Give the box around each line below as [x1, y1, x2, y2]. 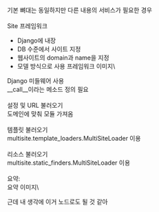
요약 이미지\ [7, 183, 39, 191]
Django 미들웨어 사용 [7, 77, 64, 84]
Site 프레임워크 [7, 22, 48, 30]
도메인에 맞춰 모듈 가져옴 [7, 110, 74, 118]
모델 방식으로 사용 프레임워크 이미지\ [17, 62, 116, 70]
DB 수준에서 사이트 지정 [17, 45, 81, 53]
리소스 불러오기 [7, 150, 48, 158]
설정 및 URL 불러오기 [7, 102, 63, 109]
